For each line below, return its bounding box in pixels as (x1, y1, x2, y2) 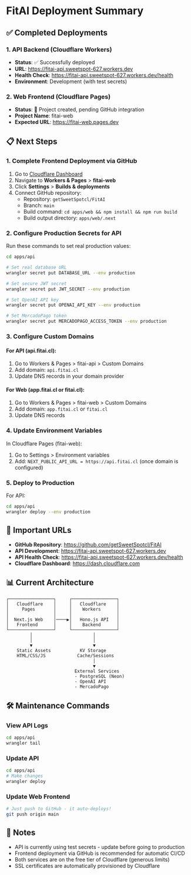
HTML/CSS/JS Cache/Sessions (16, 653, 115, 659)
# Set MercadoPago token (6, 313, 67, 319)
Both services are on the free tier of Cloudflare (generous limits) (14, 856, 170, 863)
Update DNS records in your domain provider (14, 373, 125, 380)
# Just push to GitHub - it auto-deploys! (6, 805, 112, 812)
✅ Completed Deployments (6, 28, 108, 38)
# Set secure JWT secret (6, 280, 67, 287)
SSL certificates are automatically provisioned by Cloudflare (14, 862, 160, 869)
